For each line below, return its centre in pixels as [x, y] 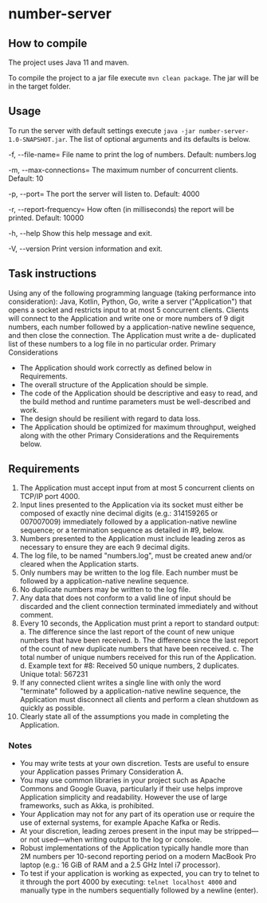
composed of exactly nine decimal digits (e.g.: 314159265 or [119, 513]
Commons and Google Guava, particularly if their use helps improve [131, 788]
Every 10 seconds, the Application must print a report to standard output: [139, 623]
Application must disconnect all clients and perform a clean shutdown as [139, 700]
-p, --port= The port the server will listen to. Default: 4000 [104, 194]
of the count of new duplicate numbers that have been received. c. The [137, 649]
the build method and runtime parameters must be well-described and [135, 401]
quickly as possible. [52, 708]
